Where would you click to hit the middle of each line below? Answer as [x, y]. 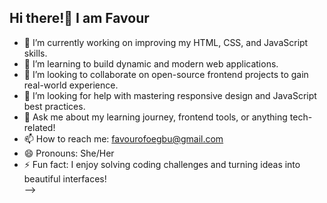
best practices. [54, 106]
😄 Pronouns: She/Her [69, 153]
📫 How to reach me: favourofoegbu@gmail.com [123, 138]
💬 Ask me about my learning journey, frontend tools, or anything [155, 117]
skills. [35, 53]
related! [39, 127]
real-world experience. [71, 85]
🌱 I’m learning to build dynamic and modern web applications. [151, 63]
